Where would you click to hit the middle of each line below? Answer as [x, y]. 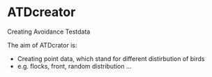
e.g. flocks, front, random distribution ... [74, 66]
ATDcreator [41, 12]
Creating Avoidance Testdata [49, 31]
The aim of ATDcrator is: [42, 45]
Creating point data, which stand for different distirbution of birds [111, 58]
